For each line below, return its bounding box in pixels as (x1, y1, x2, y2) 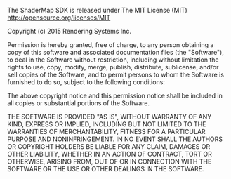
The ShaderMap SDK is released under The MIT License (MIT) (7, 6, 187, 14)
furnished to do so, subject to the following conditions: (7, 78, 165, 86)
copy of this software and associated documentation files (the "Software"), (7, 48, 225, 56)
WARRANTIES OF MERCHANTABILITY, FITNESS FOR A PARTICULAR (7, 128, 206, 135)
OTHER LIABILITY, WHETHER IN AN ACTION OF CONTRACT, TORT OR (7, 150, 212, 158)
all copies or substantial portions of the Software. (7, 99, 150, 107)
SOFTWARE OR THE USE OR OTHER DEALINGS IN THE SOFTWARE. (7, 165, 204, 173)
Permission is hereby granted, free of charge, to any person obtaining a (7, 41, 214, 48)
